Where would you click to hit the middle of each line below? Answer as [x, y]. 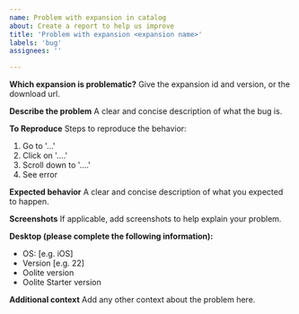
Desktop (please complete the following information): [111, 236]
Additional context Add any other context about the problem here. [132, 300]
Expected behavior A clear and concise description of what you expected [146, 192]
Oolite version [48, 273]
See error [40, 175]
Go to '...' [39, 146]
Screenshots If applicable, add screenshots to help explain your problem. [145, 219]
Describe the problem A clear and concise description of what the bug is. [146, 111]
